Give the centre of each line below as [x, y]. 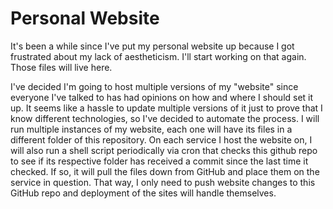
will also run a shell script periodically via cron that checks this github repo [164, 150]
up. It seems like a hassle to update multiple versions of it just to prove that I [166, 108]
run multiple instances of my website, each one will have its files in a [151, 129]
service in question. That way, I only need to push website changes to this [163, 182]
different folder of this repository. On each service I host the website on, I [161, 139]
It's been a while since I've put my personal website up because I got [152, 46]
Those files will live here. [61, 67]
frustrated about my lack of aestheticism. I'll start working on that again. [158, 56]
